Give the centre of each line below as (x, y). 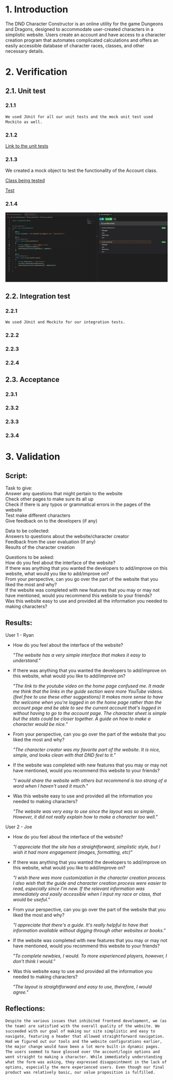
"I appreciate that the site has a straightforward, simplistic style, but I (86, 847)
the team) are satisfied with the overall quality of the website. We (83, 1026)
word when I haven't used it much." (50, 786)
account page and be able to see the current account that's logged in (87, 708)
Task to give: (19, 488)
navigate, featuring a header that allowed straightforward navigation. (85, 1036)
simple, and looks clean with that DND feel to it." (64, 755)
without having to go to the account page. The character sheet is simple (90, 713)
